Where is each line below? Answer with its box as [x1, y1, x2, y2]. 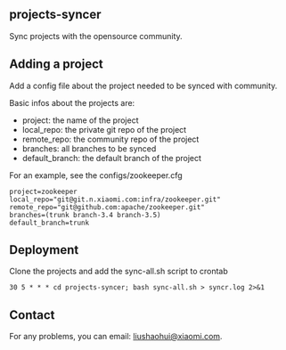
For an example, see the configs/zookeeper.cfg [9, 169, 183, 181]
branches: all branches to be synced [21, 142, 157, 154]
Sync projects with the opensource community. [9, 30, 183, 41]
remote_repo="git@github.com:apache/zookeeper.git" [9, 202, 205, 212]
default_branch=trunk [9, 218, 90, 227]
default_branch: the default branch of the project [21, 152, 202, 163]
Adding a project [9, 57, 104, 72]
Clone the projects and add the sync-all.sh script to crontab [9, 266, 229, 277]
